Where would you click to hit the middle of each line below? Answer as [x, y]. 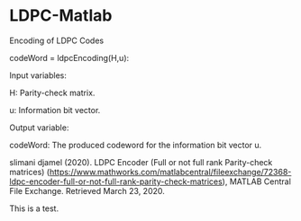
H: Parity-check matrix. [52, 93]
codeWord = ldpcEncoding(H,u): [69, 57]
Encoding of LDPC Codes [57, 40]
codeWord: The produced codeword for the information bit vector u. [136, 145]
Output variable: [39, 128]
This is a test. [34, 208]
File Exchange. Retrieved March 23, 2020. [87, 190]
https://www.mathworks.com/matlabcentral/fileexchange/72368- [170, 172]
